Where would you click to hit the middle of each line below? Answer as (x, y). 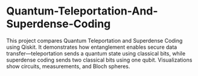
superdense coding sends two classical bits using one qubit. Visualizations (99, 60)
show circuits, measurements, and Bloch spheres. (68, 66)
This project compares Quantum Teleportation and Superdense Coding (94, 40)
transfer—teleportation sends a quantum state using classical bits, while (96, 53)
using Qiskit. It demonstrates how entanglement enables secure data (92, 47)
